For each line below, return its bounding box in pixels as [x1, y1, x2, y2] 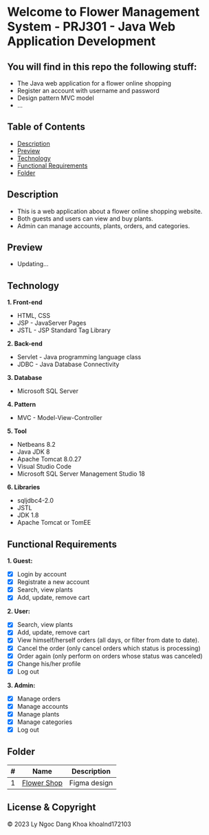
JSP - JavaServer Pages [16, 319, 87, 328]
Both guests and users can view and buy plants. [16, 214, 153, 223]
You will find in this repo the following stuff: [7, 61, 197, 72]
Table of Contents [7, 121, 86, 133]
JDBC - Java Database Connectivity [16, 360, 120, 369]
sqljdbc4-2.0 [16, 496, 54, 505]
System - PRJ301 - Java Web [7, 19, 176, 34]
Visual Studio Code [16, 463, 72, 471]
